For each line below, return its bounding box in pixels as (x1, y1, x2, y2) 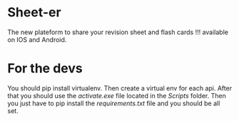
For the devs (7, 60, 83, 77)
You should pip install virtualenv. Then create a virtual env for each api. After (7, 83, 233, 93)
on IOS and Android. (7, 35, 67, 43)
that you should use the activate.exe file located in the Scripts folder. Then (7, 91, 226, 100)
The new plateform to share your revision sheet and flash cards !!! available (7, 28, 228, 36)
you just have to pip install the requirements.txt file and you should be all (7, 99, 220, 107)
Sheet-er (7, 4, 62, 21)
